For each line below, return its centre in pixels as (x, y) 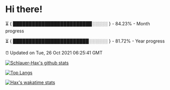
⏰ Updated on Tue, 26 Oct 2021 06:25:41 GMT (54, 53)
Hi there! (24, 9)
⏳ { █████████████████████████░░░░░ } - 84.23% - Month (78, 23)
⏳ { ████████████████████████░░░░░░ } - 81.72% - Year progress (85, 41)
